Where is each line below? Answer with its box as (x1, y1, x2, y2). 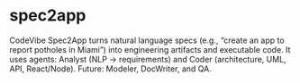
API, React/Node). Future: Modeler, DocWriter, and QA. (9, 63, 212, 74)
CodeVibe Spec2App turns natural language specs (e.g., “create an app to (9, 35, 286, 46)
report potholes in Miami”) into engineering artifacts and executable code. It (9, 44, 291, 54)
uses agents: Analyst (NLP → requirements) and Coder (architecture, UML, (9, 54, 286, 64)
